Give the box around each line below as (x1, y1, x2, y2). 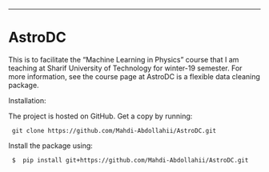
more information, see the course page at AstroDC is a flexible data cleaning (8, 71, 260, 81)
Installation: (8, 95, 46, 105)
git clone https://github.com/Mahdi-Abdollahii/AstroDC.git (11, 126, 217, 134)
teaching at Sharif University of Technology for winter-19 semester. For (8, 63, 243, 73)
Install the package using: (8, 141, 94, 150)
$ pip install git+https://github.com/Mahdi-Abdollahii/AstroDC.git (11, 156, 249, 164)
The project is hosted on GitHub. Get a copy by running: (8, 111, 193, 121)
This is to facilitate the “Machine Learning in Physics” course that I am (8, 54, 239, 64)
